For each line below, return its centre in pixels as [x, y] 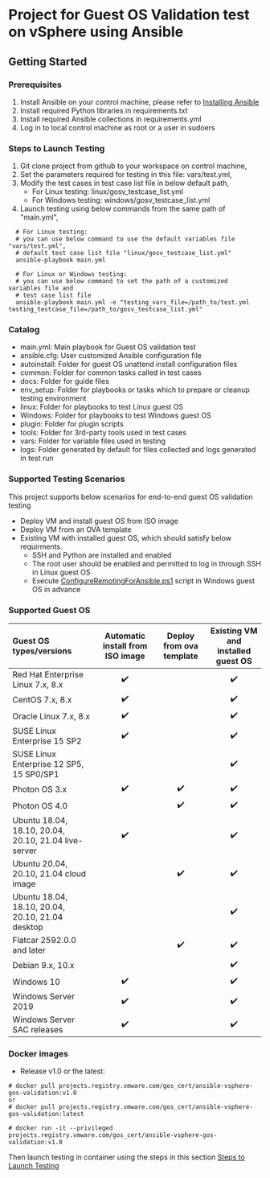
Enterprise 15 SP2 [47, 741]
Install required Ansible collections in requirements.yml [110, 119]
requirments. [41, 546]
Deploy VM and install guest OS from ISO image [99, 521]
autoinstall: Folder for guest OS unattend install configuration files [129, 365]
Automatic [125, 636]
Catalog [24, 330]
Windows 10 [36, 982]
